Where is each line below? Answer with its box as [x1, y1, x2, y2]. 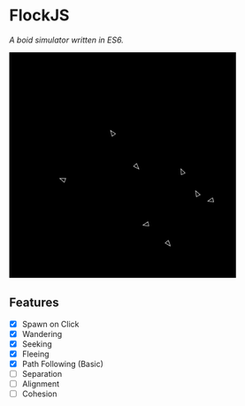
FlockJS [9, 5, 70, 26]
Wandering [21, 328, 63, 339]
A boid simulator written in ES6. [9, 34, 124, 45]
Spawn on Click [21, 318, 80, 329]
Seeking [21, 338, 53, 349]
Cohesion [21, 388, 57, 399]
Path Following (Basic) [21, 359, 104, 369]
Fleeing [21, 349, 50, 359]
